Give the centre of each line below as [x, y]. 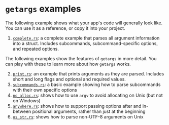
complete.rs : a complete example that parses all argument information [86, 38]
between [22, 111]
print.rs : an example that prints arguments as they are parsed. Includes [88, 73]
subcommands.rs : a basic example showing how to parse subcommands [87, 85]
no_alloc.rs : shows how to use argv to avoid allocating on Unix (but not [88, 95]
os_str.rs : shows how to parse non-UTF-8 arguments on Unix [78, 116]
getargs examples [43, 9]
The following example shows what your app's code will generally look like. [84, 23]
